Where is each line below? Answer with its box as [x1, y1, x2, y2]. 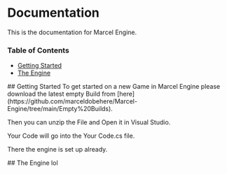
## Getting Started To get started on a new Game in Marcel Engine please [7, 82, 221, 91]
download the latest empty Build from [7, 89, 116, 99]
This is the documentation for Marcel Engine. [7, 28, 137, 36]
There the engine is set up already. [7, 145, 108, 154]
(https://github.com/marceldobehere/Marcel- [7, 97, 138, 106]
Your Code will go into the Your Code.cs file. [7, 131, 135, 140]
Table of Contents [7, 45, 70, 55]
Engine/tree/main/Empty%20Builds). [7, 105, 113, 113]
